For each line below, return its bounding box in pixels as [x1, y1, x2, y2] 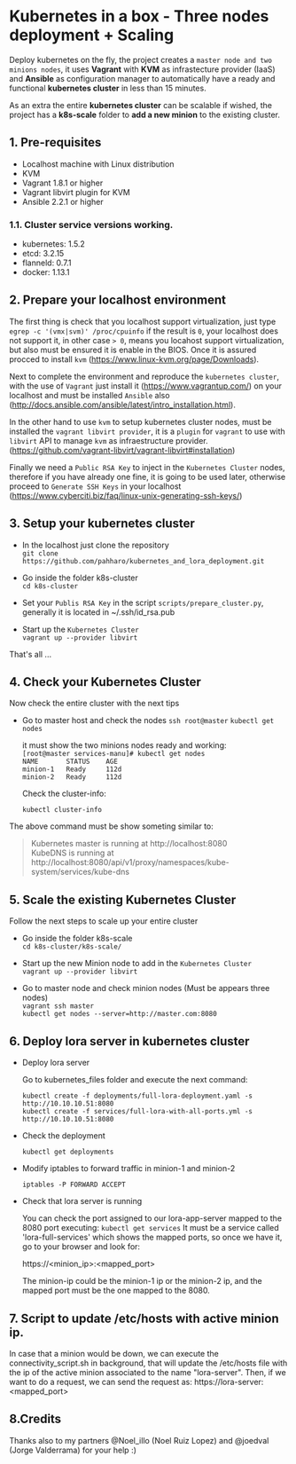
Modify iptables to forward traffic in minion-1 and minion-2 [21, 1163, 236, 1174]
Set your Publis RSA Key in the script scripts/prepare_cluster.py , [21, 597, 264, 608]
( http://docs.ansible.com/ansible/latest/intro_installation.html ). [9, 399, 237, 410]
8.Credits [9, 1412, 62, 1427]
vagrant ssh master [21, 1002, 95, 1011]
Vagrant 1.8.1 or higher [21, 177, 104, 188]
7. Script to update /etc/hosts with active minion [9, 1311, 279, 1326]
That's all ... [9, 649, 51, 659]
